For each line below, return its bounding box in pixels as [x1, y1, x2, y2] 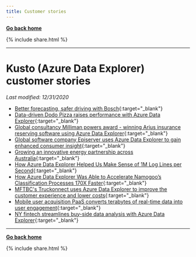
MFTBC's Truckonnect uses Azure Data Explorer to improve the [14, 185, 167, 193]
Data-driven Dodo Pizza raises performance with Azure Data [14, 111, 160, 118]
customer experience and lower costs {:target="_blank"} [14, 192, 149, 199]
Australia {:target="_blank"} [14, 154, 80, 161]
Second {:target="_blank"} [14, 167, 77, 174]
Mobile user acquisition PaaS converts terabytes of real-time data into [14, 198, 183, 205]
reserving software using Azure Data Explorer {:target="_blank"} [14, 130, 168, 137]
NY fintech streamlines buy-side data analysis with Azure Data [14, 210, 165, 217]
